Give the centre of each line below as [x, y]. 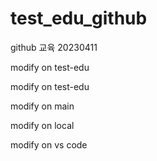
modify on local [42, 125]
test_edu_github [79, 18]
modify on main [42, 106]
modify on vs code [49, 144]
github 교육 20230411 [54, 47]
